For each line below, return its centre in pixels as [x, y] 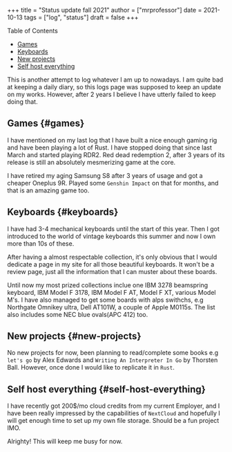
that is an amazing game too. [48, 190]
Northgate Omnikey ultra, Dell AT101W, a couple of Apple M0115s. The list [111, 307]
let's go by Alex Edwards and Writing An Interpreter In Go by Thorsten [113, 360]
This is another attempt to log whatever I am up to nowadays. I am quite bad [115, 80]
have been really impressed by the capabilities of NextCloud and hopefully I [114, 413]
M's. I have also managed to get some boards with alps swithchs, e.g [105, 300]
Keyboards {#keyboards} [63, 212]
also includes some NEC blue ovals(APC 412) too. [78, 314]
